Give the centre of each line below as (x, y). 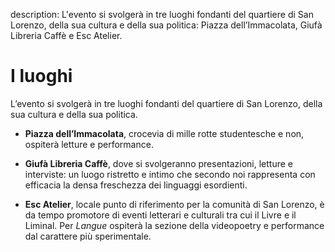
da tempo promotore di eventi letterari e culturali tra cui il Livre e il (160, 215)
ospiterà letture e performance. (89, 144)
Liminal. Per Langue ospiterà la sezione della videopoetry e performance (174, 225)
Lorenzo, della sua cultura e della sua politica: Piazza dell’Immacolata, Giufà (166, 25)
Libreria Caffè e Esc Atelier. (66, 35)
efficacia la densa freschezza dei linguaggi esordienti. (136, 185)
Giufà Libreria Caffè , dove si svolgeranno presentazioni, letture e (159, 163)
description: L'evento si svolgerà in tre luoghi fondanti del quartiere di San (162, 14)
